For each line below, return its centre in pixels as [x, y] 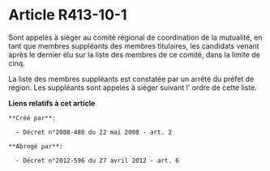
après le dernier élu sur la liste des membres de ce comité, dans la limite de [135, 54]
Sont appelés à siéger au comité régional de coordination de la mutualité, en [135, 37]
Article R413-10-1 [68, 15]
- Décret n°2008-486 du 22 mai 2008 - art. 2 [94, 132]
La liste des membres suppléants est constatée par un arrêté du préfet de [131, 79]
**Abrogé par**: [36, 146]
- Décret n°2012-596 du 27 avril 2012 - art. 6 [98, 160]
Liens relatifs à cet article [52, 103]
